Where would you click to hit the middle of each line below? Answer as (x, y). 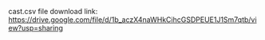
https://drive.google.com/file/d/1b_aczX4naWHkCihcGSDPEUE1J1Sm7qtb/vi (132, 20)
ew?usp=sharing (36, 28)
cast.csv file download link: (53, 11)
